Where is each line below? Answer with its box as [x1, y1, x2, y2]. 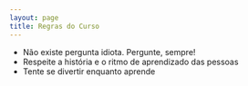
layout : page [9, 13, 59, 23]
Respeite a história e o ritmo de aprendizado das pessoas [22, 56, 239, 67]
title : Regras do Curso [9, 22, 100, 31]
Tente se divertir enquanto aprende [22, 65, 156, 77]
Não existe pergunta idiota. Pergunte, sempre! [22, 46, 196, 57]
